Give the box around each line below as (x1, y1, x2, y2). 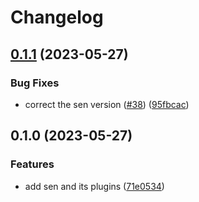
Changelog (10, 6, 104, 29)
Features (10, 157, 55, 171)
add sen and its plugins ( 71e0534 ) (24, 180, 165, 192)
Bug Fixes (10, 76, 60, 90)
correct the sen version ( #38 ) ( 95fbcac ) (24, 98, 190, 110)
